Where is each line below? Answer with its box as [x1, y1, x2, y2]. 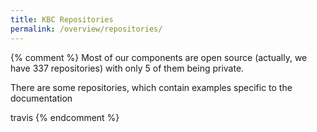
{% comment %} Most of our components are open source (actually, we [10, 51, 308, 63]
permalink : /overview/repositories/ [10, 24, 163, 34]
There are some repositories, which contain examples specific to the [10, 81, 293, 93]
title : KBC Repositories [10, 14, 114, 25]
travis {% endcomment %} [10, 111, 120, 123]
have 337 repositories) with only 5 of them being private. [10, 62, 245, 74]
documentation [10, 92, 73, 104]
